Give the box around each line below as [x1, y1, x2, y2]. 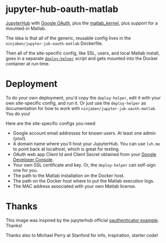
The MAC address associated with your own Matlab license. [12, 183, 137, 189]
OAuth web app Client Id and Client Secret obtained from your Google [12, 151, 157, 157]
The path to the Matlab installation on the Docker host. [12, 172, 125, 178]
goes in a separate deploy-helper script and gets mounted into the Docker [5, 55, 159, 61]
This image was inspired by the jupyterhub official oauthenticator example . [5, 217, 159, 223]
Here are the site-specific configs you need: [5, 120, 97, 126]
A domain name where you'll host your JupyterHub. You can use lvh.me [12, 140, 160, 146]
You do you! [5, 110, 30, 116]
